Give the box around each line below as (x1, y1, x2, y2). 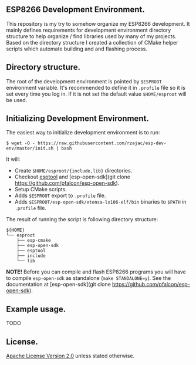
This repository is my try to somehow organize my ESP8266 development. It (6, 20, 190, 27)
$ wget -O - (6, 140, 35, 146)
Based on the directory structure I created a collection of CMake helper (6, 39, 178, 46)
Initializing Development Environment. (6, 114, 150, 124)
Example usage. (6, 304, 66, 314)
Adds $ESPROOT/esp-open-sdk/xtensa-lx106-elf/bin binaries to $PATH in (14, 198, 187, 205)
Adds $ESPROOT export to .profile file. (14, 192, 106, 199)
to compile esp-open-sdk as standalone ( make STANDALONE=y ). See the (6, 275, 171, 282)
